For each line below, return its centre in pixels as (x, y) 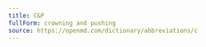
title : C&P (26, 16)
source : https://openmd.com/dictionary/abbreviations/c (103, 30)
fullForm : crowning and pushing (62, 23)
